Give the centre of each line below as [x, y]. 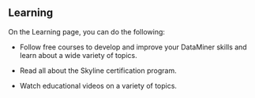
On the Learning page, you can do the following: [87, 31]
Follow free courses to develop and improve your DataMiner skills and [133, 47]
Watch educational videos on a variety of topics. [98, 85]
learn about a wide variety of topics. [79, 55]
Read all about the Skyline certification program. [98, 71]
